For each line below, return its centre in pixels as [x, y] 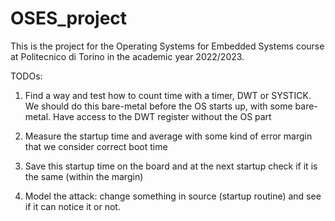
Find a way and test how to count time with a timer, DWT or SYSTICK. [168, 95]
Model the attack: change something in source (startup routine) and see [173, 196]
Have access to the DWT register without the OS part [162, 116]
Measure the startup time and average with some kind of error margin [168, 136]
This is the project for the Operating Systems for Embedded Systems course [167, 46]
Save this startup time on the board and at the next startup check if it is [171, 166]
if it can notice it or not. [72, 206]
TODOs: [26, 76]
